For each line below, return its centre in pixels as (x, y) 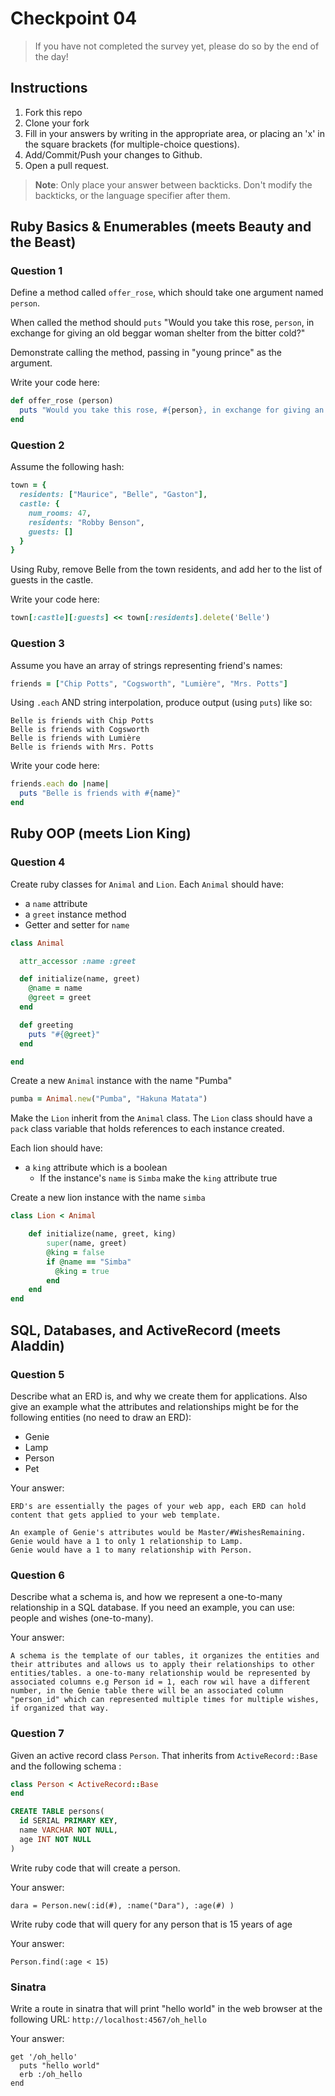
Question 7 (37, 1734)
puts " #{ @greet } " (64, 1034)
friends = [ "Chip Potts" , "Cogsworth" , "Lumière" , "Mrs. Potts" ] (149, 683)
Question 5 (37, 1374)
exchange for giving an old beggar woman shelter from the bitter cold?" (158, 333)
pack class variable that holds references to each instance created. (147, 1129)
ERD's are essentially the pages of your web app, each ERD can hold (158, 1506)
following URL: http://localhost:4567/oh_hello (108, 2019)
